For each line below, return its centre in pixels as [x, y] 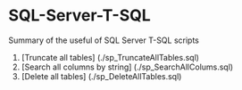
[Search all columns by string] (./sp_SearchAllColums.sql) [127, 67]
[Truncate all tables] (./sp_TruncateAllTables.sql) [110, 57]
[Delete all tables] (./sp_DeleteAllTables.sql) [101, 76]
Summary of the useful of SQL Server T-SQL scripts [104, 40]
